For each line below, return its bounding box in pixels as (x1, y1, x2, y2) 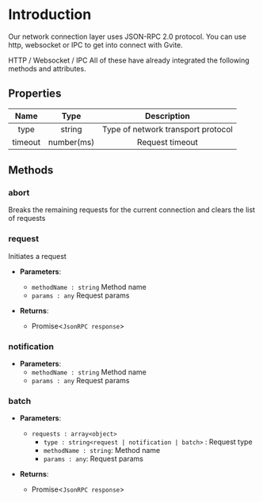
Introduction (8, 6, 92, 24)
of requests (8, 214, 46, 223)
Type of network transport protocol (101, 124, 234, 135)
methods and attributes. (8, 63, 86, 73)
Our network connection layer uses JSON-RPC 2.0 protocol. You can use (8, 32, 247, 41)
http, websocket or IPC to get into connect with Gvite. (8, 40, 184, 49)
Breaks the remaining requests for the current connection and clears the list (8, 205, 256, 215)
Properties (8, 87, 62, 101)
